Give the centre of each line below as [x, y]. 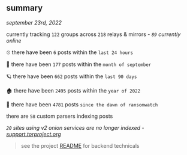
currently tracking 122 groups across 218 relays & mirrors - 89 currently [93, 34]
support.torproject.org [34, 134]
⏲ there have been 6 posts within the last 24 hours [70, 52]
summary [25, 8]
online [14, 40]
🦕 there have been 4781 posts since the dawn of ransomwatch [82, 104]
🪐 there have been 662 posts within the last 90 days [72, 76]
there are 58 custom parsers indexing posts [60, 116]
